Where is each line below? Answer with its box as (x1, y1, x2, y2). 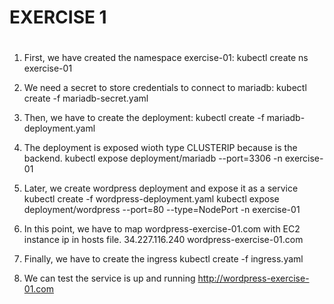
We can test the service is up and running (23, 272, 196, 285)
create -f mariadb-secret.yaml (23, 92, 149, 105)
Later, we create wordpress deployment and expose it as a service (23, 182, 299, 195)
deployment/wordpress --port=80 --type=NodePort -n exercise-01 (23, 204, 301, 216)
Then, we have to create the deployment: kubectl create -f (23, 112, 265, 124)
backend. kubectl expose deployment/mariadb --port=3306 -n (23, 152, 283, 165)
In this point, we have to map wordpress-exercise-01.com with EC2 (23, 223, 301, 235)
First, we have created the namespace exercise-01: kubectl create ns (23, 52, 309, 64)
